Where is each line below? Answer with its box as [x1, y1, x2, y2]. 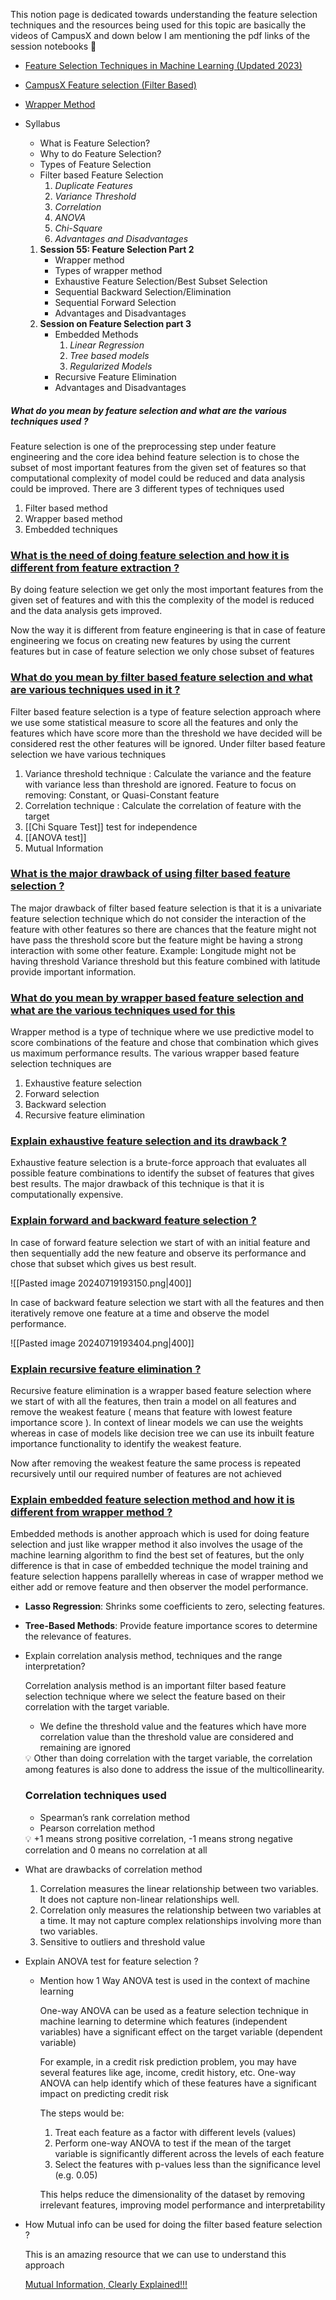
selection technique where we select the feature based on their [24, 1690, 286, 1703]
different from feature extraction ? [10, 560, 180, 574]
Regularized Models [69, 360, 153, 372]
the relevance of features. [24, 1630, 132, 1643]
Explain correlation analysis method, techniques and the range [24, 1650, 283, 1662]
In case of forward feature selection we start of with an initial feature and [10, 1236, 311, 1248]
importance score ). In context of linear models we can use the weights [10, 1417, 304, 1429]
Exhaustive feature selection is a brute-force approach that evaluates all [10, 1157, 307, 1169]
